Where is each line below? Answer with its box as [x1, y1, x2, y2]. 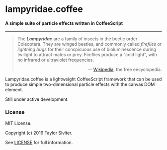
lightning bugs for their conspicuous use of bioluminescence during [17, 46, 157, 53]
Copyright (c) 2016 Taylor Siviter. [5, 130, 73, 136]
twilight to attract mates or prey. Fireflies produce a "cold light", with [17, 52, 158, 58]
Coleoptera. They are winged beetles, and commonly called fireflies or [17, 41, 162, 47]
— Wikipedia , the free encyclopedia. [87, 67, 162, 73]
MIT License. [5, 120, 32, 126]
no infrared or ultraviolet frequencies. [17, 57, 94, 63]
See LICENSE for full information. [5, 139, 73, 145]
